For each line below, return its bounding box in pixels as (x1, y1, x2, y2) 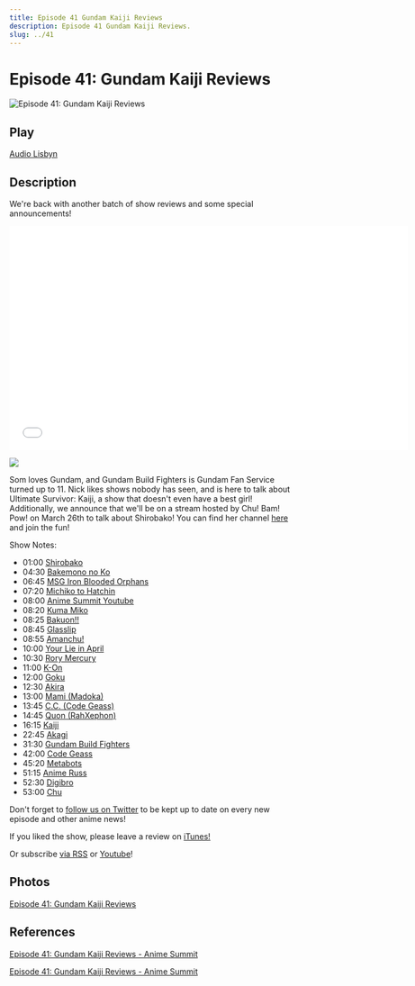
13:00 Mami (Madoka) (22, 691, 104, 701)
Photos (9, 874, 50, 890)
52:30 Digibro (22, 776, 74, 788)
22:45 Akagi (22, 728, 68, 739)
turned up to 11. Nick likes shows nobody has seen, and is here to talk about (9, 484, 291, 494)
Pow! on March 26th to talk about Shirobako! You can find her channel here (9, 512, 289, 523)
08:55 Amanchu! (22, 633, 85, 644)
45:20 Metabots (22, 757, 83, 768)
